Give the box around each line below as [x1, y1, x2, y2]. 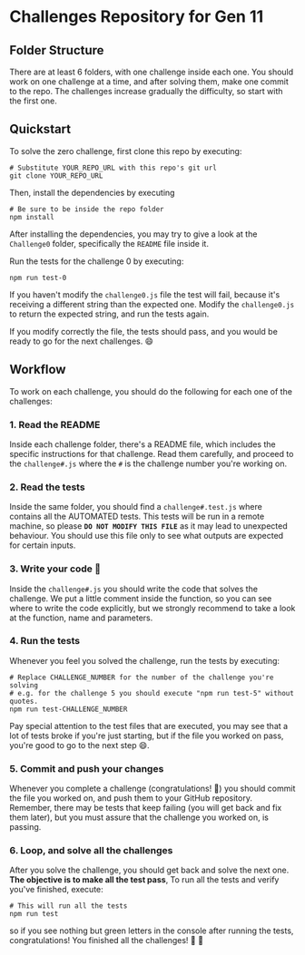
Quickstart [9, 122, 72, 137]
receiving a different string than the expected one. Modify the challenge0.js [9, 298, 295, 309]
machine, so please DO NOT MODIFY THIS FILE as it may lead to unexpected [9, 521, 288, 531]
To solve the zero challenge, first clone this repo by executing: [9, 145, 242, 156]
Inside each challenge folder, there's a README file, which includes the [9, 438, 276, 450]
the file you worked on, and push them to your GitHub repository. [9, 793, 252, 804]
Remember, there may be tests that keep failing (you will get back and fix [9, 803, 282, 814]
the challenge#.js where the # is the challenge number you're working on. [9, 458, 288, 469]
